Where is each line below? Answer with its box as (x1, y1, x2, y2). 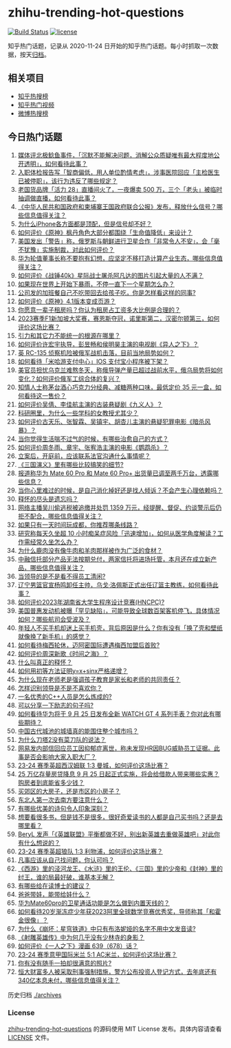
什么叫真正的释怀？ (17, 658, 73, 666)
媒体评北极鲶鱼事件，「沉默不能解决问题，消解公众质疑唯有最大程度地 (17, 151, 214, 159)
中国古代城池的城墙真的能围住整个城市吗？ (17, 727, 139, 735)
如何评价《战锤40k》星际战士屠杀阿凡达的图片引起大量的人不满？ (17, 271, 204, 279)
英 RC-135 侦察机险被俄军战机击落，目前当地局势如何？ (17, 349, 175, 357)
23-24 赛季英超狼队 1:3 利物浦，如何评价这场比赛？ (17, 847, 164, 855)
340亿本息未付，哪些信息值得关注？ (17, 976, 120, 984)
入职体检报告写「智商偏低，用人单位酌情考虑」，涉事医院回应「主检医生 (17, 168, 220, 176)
